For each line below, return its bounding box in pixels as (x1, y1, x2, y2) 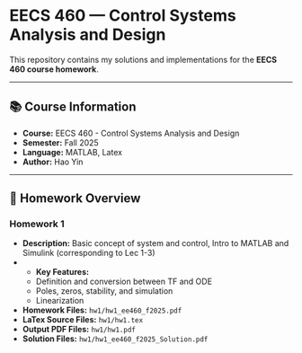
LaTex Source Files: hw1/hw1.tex (22, 314, 144, 325)
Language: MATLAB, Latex (22, 146, 123, 157)
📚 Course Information (9, 100, 137, 115)
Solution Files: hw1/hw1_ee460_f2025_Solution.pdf (22, 333, 209, 344)
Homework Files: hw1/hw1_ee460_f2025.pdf (22, 304, 182, 315)
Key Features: (35, 267, 90, 278)
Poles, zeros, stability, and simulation (35, 286, 173, 296)
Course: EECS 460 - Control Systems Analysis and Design (22, 128, 240, 138)
